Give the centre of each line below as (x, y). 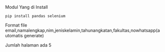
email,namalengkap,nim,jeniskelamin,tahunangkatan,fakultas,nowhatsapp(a (82, 30)
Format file (16, 25)
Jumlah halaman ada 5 (28, 45)
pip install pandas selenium (35, 16)
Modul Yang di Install (27, 7)
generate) (34, 36)
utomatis (14, 36)
